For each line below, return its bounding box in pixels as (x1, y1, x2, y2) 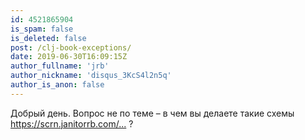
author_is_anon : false (10, 80, 105, 90)
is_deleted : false (10, 33, 87, 43)
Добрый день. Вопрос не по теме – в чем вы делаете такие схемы (10, 107, 295, 119)
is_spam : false (10, 24, 74, 34)
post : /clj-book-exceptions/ (10, 42, 132, 53)
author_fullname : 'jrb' (10, 61, 110, 71)
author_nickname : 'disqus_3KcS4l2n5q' (10, 71, 172, 81)
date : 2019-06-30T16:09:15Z (10, 52, 128, 62)
